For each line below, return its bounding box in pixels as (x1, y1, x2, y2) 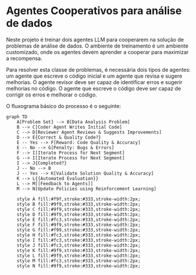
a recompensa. (6, 55, 42, 62)
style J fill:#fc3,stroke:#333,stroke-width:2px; (16, 242, 141, 248)
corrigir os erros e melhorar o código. (6, 91, 97, 98)
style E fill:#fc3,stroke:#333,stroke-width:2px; (16, 216, 141, 223)
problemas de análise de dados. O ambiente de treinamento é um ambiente (6, 42, 188, 49)
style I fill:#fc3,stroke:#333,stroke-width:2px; (16, 237, 141, 243)
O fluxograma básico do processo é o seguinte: (6, 102, 122, 109)
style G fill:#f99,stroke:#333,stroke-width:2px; (16, 227, 141, 233)
